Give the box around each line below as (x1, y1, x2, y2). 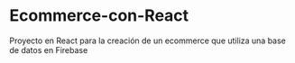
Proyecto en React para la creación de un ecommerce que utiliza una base (9, 35, 287, 46)
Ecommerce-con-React (9, 5, 189, 26)
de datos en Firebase (9, 44, 88, 55)
